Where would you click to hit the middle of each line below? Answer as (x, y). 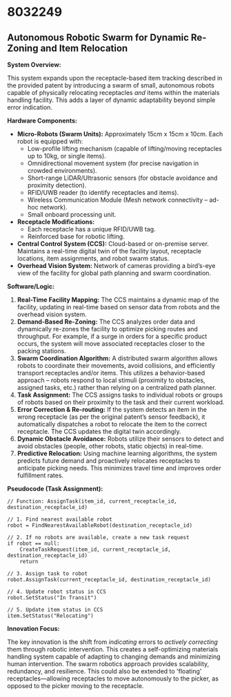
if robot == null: (33, 543)
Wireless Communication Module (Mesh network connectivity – (118, 200)
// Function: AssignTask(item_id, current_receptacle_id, (92, 501)
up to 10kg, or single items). (67, 156)
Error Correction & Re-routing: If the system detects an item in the (112, 409)
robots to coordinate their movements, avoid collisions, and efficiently (116, 365)
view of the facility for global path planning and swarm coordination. (114, 273)
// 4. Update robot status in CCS (57, 592)
